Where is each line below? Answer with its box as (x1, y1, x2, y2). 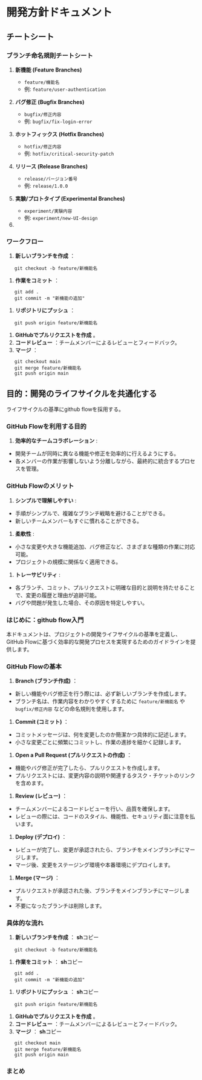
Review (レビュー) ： (15, 792, 68, 800)
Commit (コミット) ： (15, 718, 70, 725)
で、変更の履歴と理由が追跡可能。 (15, 592, 100, 599)
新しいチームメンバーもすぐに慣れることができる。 (15, 517, 143, 524)
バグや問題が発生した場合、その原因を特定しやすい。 (15, 599, 148, 606)
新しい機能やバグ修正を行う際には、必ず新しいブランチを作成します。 (15, 690, 190, 698)
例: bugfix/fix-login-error (24, 118, 93, 125)
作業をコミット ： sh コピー (15, 958, 83, 965)
